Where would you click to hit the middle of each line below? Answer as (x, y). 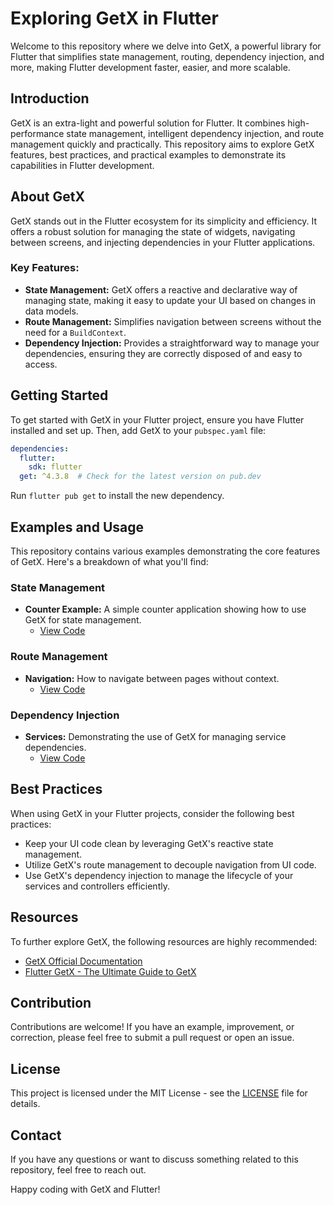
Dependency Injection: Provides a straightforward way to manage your (172, 343)
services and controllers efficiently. (97, 886)
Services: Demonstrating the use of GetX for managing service (155, 736)
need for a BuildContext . (75, 332)
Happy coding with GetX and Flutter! (85, 1189)
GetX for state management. (83, 620)
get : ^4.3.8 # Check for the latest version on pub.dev (140, 477)
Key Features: (45, 268)
